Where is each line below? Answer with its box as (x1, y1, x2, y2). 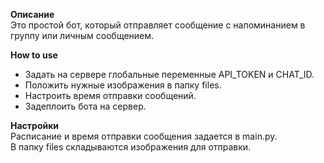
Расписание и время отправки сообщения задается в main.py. (10, 130, 278, 142)
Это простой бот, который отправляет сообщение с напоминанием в (10, 19, 306, 31)
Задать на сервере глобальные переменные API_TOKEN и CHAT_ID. (24, 69, 315, 80)
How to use (10, 49, 58, 61)
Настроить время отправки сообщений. (24, 90, 197, 101)
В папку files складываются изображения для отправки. (10, 141, 252, 153)
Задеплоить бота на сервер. (24, 100, 147, 112)
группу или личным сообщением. (10, 30, 155, 41)
